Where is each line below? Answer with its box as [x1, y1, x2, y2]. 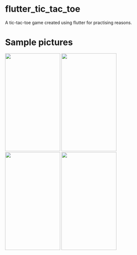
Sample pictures [5, 37, 73, 48]
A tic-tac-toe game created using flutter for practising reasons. [5, 20, 132, 25]
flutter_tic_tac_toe [5, 3, 81, 15]
